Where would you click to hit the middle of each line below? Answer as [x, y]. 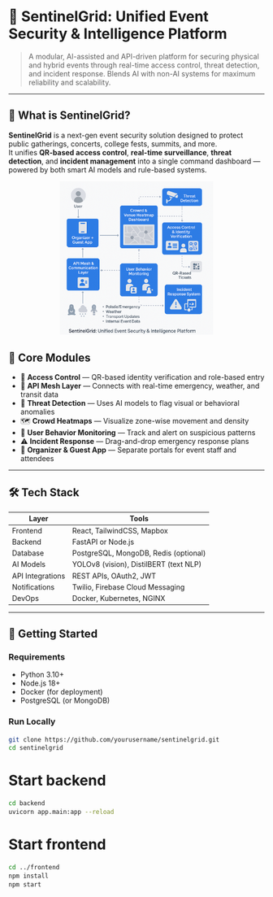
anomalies [37, 411]
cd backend [27, 803]
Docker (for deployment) [61, 692]
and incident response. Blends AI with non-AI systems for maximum [142, 73]
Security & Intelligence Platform [118, 34]
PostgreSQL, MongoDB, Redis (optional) [139, 553]
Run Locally [32, 721]
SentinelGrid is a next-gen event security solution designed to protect [126, 135]
